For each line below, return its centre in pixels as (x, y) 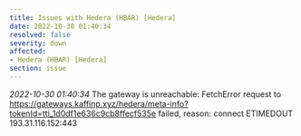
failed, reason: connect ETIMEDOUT (226, 113)
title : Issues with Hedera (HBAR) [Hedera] (93, 18)
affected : (28, 52)
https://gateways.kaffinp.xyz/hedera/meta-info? (99, 103)
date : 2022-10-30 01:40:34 (60, 26)
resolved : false (40, 34)
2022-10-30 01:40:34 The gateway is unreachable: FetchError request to (146, 94)
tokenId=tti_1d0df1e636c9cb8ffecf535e (83, 113)
